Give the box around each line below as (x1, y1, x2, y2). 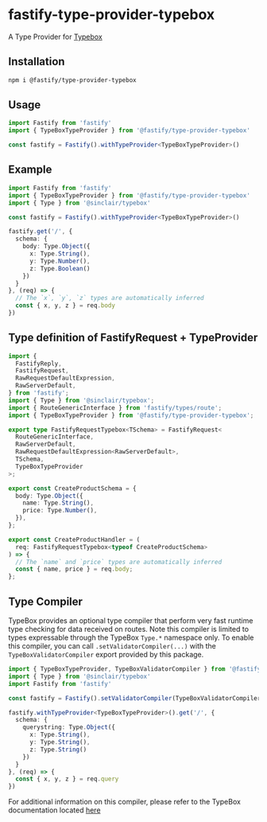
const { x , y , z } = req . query (15, 775, 119, 783)
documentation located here (8, 805, 101, 815)
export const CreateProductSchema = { (8, 484, 137, 493)
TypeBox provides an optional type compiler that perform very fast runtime (8, 616, 253, 625)
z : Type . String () (29, 746, 87, 754)
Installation (8, 55, 65, 68)
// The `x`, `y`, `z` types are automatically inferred (15, 294, 204, 302)
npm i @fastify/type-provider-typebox (8, 76, 137, 84)
